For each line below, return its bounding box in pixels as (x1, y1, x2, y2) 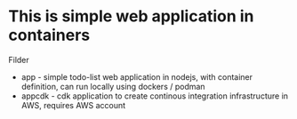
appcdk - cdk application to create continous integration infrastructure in (20, 91, 289, 101)
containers (8, 25, 91, 45)
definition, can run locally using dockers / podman (20, 81, 205, 91)
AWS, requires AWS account (20, 99, 126, 110)
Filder (8, 54, 30, 65)
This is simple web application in (8, 6, 254, 27)
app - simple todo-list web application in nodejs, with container (20, 71, 253, 82)
